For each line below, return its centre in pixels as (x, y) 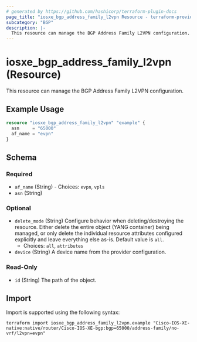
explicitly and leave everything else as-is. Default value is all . (89, 240)
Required (19, 174)
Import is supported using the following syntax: (63, 312)
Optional (18, 208)
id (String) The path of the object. (55, 280)
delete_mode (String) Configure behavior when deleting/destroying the (99, 221)
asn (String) (28, 193)
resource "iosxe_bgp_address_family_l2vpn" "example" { (76, 123)
